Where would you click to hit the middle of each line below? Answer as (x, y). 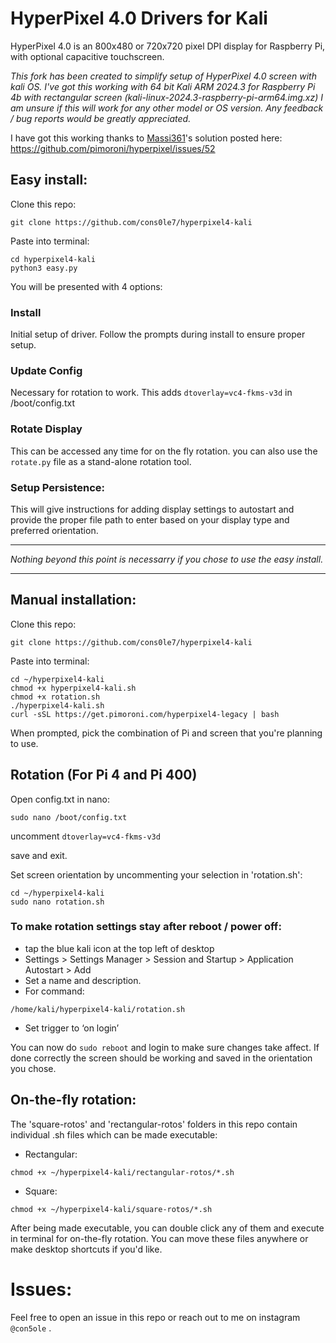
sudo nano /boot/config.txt (69, 817)
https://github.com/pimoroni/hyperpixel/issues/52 (113, 148)
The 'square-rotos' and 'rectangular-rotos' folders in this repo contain (154, 1124)
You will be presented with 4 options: (86, 286)
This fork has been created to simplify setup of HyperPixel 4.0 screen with (163, 76)
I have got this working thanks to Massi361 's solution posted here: (146, 138)
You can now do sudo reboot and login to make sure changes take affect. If (165, 1047)
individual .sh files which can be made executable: (114, 1134)
